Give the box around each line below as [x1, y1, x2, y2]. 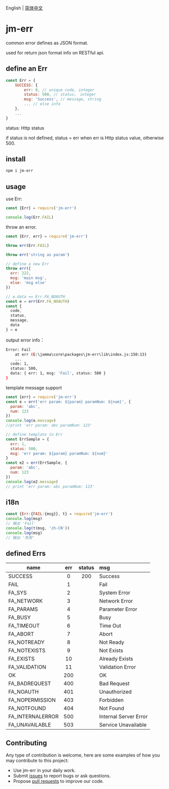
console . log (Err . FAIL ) [6, 215, 54, 220]
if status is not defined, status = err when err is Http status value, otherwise [6, 135, 164, 141]
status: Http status [6, 124, 45, 131]
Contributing [6, 739, 47, 747]
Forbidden [99, 697, 124, 704]
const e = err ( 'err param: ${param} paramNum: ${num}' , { [6, 399, 131, 404]
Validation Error [99, 664, 136, 671]
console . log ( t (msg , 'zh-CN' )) [6, 525, 70, 530]
